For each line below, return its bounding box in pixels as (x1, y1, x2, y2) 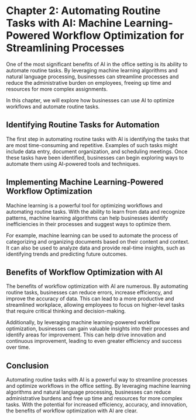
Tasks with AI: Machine (6, 16, 122, 30)
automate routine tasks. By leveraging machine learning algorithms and (6, 67, 178, 74)
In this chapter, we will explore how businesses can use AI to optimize (6, 96, 174, 103)
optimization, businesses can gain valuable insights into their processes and (6, 325, 190, 332)
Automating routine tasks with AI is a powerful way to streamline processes (6, 376, 188, 383)
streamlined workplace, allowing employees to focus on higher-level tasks (6, 301, 185, 308)
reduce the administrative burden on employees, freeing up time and (6, 79, 171, 86)
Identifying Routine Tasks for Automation (6, 120, 160, 130)
